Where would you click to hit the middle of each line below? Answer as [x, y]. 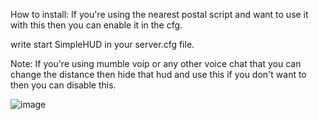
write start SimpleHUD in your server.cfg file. [102, 44]
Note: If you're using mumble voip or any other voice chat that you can [156, 63]
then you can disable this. [63, 85]
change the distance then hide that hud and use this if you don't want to [158, 74]
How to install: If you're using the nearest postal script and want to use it [159, 14]
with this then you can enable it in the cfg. [96, 25]
